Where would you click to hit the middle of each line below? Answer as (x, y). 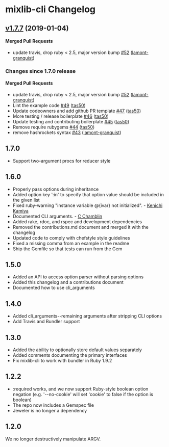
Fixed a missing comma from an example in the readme (71, 243)
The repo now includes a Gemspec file (53, 405)
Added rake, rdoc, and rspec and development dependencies (77, 221)
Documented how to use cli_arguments (54, 288)
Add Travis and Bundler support (46, 322)
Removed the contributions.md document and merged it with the (81, 227)
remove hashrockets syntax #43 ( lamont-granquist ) (67, 132)
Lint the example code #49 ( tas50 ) (49, 105)
